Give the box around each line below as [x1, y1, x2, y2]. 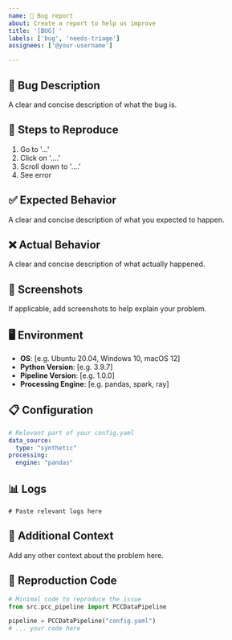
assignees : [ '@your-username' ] [8, 42, 113, 50]
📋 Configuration [8, 404, 94, 417]
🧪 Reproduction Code [8, 574, 118, 588]
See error [19, 170, 52, 179]
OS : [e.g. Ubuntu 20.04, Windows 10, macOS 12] [19, 354, 181, 363]
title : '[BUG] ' [8, 27, 63, 35]
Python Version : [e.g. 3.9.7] [19, 363, 113, 371]
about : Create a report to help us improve [8, 19, 157, 27]
